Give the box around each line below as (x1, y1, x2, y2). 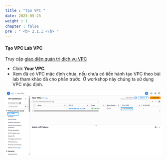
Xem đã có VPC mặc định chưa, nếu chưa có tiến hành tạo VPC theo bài (12, 71, 161, 77)
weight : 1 (5, 18, 28, 23)
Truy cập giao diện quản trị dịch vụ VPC (5, 56, 87, 62)
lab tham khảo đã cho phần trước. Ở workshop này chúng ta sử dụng (12, 76, 154, 82)
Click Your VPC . (12, 66, 46, 72)
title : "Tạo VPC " (5, 8, 46, 13)
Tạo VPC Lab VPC (5, 45, 43, 51)
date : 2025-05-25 (5, 13, 41, 18)
